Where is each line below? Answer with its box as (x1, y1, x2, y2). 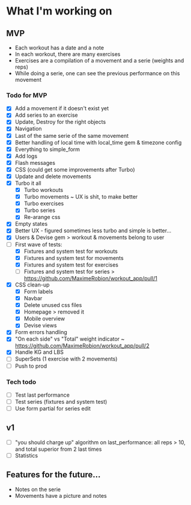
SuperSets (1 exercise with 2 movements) (14, 355, 118, 362)
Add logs (14, 152, 38, 160)
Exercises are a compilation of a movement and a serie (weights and (14, 57, 184, 64)
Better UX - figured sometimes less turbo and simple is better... (14, 227, 172, 234)
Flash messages (14, 159, 56, 166)
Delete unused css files (23, 302, 82, 309)
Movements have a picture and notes (14, 492, 107, 499)
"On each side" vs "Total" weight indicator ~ (14, 335, 125, 342)
